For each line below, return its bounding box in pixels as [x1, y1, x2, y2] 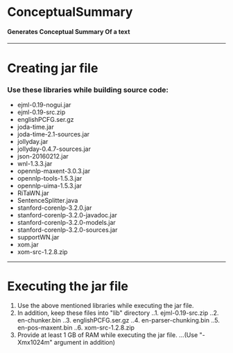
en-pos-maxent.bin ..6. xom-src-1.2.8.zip [17, 323, 135, 332]
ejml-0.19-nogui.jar [17, 100, 71, 109]
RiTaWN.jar [17, 188, 50, 197]
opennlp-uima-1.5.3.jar [17, 181, 83, 190]
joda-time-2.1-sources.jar [17, 129, 90, 138]
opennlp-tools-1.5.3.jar [17, 174, 83, 182]
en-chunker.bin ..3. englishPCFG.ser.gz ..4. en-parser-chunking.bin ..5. [17, 316, 221, 324]
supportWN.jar [17, 233, 60, 241]
